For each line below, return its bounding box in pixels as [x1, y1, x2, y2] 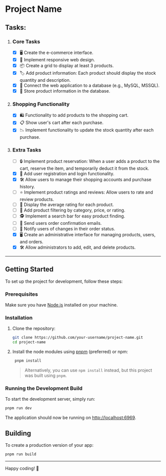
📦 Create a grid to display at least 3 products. [19, 62, 114, 68]
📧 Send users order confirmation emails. [19, 220, 102, 226]
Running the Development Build [5, 385, 83, 392]
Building [5, 429, 31, 437]
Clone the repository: [12, 325, 56, 331]
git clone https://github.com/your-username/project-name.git [12, 335, 143, 340]
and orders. [19, 239, 43, 245]
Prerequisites [5, 291, 38, 298]
